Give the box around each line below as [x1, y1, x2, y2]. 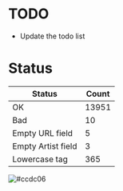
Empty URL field [12, 127, 73, 138]
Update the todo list [19, 31, 85, 41]
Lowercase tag [12, 153, 68, 165]
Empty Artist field [12, 141, 77, 152]
